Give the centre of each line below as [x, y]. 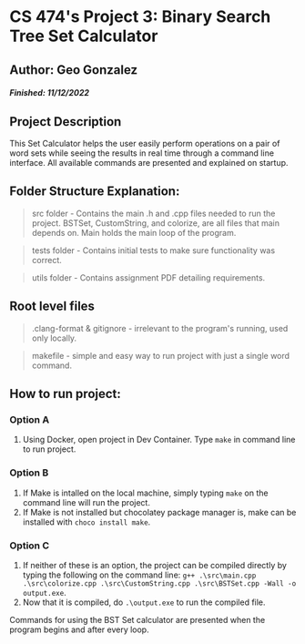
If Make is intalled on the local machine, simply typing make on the [145, 493]
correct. [46, 260]
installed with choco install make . [86, 522]
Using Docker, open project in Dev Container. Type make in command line [159, 440]
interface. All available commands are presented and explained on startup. [149, 162]
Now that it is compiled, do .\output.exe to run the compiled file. [144, 602]
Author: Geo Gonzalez [74, 70]
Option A [30, 419]
